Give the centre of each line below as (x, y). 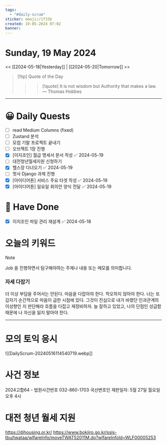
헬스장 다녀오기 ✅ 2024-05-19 (42, 168)
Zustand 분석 (25, 136)
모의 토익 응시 (31, 339)
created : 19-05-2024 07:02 (33, 24)
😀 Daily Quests (38, 116)
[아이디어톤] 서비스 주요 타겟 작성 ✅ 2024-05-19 (60, 180)
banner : (13, 28)
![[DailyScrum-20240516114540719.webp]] (49, 353)
